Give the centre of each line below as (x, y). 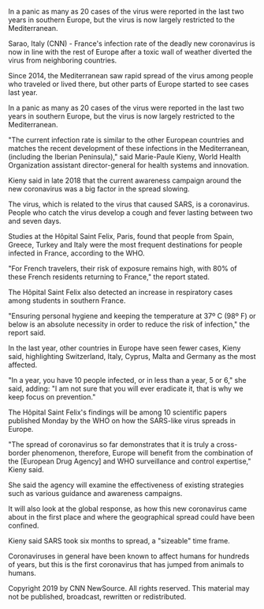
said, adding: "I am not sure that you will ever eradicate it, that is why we (126, 388)
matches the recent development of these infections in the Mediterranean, (129, 148)
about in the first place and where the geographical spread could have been (131, 517)
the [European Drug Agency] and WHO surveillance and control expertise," (130, 461)
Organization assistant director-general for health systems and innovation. (129, 165)
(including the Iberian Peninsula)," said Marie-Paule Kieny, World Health (125, 157)
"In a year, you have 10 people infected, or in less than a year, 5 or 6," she (127, 380)
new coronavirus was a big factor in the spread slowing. (99, 189)
